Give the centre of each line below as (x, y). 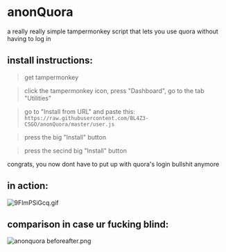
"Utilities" (38, 98)
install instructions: (50, 61)
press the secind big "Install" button (75, 151)
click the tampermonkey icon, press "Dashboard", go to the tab (114, 90)
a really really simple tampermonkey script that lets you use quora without (113, 31)
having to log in (29, 38)
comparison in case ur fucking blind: (88, 224)
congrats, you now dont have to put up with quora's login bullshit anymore (113, 164)
